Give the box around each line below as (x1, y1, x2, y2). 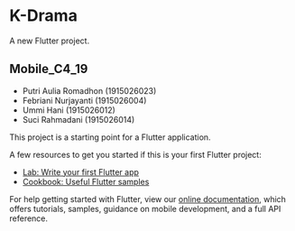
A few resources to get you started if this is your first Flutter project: (9, 149, 262, 160)
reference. (9, 213, 48, 224)
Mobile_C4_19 (9, 61, 88, 77)
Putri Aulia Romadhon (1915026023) (22, 85, 157, 96)
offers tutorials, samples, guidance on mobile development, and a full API (9, 203, 281, 214)
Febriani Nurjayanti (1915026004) (22, 95, 147, 106)
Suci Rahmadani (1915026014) (22, 114, 135, 125)
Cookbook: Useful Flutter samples (22, 176, 150, 187)
